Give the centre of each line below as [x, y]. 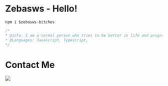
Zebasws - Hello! [41, 9]
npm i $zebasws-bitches [30, 22]
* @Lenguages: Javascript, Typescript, [47, 40]
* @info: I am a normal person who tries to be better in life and [77, 35]
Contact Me [30, 65]
